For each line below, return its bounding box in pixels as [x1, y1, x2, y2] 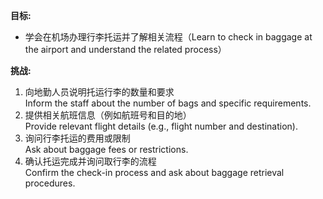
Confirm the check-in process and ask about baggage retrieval [24, 167, 285, 178]
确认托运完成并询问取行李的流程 [24, 155, 157, 167]
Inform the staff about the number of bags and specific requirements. [24, 97, 312, 109]
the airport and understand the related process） [24, 44, 227, 55]
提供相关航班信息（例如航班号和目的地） [24, 109, 192, 121]
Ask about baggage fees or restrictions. [24, 144, 189, 155]
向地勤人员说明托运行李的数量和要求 [24, 86, 175, 98]
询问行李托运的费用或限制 [24, 132, 131, 144]
